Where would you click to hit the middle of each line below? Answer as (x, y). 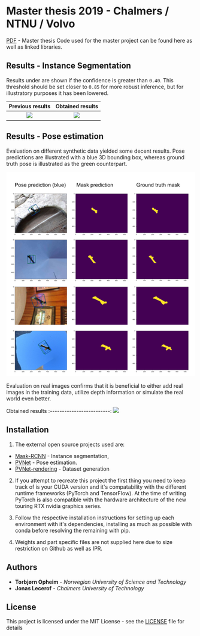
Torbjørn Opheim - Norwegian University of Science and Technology (101, 582)
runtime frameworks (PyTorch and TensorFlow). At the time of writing (100, 493)
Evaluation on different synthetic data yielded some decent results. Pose (96, 151)
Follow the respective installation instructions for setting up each (95, 518)
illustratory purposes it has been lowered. (57, 93)
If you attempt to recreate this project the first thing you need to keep (100, 480)
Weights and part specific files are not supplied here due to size (93, 542)
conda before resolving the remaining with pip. (72, 530)
